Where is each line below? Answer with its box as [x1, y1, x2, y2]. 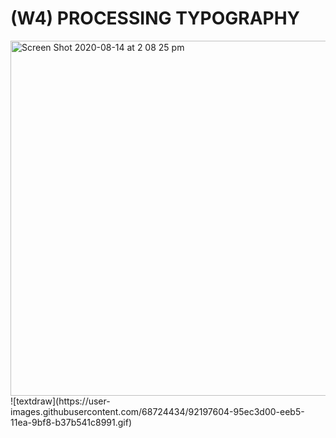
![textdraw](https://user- [10, 395, 111, 407]
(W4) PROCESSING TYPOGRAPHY [10, 7, 301, 30]
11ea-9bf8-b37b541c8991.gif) [10, 416, 133, 428]
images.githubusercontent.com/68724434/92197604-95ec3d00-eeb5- [10, 405, 305, 417]
